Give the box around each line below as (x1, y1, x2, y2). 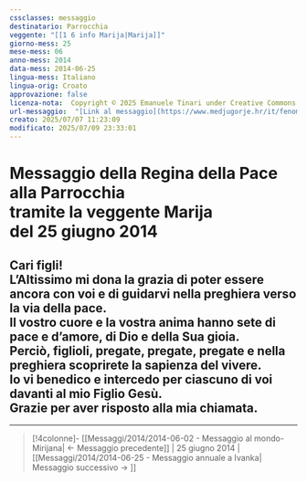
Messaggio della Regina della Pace (9, 163, 279, 183)
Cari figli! (9, 257, 64, 273)
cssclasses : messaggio (9, 13, 96, 23)
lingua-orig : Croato (9, 81, 89, 90)
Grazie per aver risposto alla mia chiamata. (9, 400, 259, 415)
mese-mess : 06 (9, 47, 64, 57)
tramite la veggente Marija (9, 202, 213, 223)
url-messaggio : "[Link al (9, 107, 112, 116)
